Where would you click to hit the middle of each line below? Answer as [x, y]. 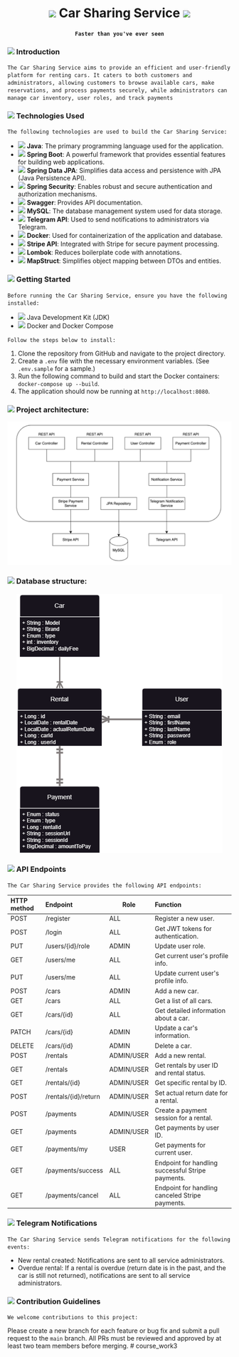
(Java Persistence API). [52, 178]
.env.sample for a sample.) [57, 368]
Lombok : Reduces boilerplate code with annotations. [104, 253]
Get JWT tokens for [183, 928]
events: [19, 1247]
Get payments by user [187, 1128]
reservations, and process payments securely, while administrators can [117, 90]
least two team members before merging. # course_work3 [92, 1346]
